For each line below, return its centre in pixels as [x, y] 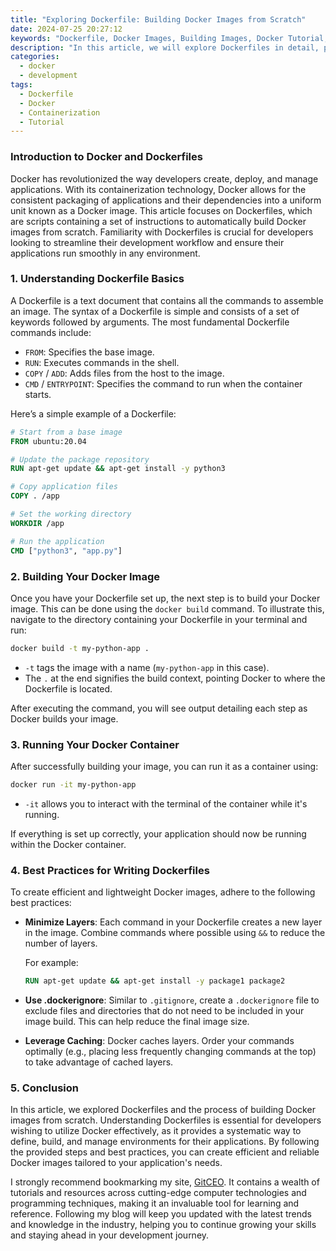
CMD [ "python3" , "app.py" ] [66, 551]
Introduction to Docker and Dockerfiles [106, 157]
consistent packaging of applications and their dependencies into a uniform [166, 200]
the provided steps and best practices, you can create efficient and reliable [165, 1152]
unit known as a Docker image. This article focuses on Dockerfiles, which [161, 210]
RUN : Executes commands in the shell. [102, 362]
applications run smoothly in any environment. [105, 253]
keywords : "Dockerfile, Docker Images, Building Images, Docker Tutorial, [169, 38]
